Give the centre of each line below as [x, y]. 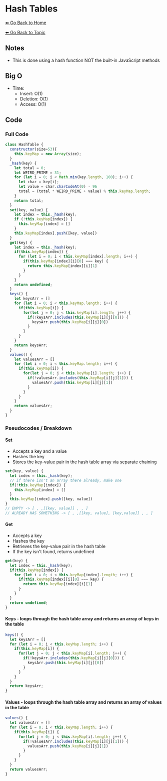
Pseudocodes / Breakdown [38, 428]
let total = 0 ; [30, 168]
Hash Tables [31, 9]
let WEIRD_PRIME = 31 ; [38, 173]
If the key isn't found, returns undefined [53, 551]
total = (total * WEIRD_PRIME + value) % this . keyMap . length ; [84, 191]
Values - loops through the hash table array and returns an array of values [83, 702]
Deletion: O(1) [34, 99]
